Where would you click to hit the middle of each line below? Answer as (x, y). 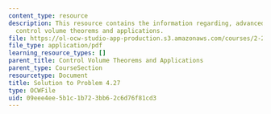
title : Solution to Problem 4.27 (65, 83)
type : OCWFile (32, 90)
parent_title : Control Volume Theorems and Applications (106, 61)
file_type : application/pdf (56, 46)
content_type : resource (48, 16)
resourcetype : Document (48, 75)
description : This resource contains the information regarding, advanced (137, 23)
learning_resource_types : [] (57, 53)
